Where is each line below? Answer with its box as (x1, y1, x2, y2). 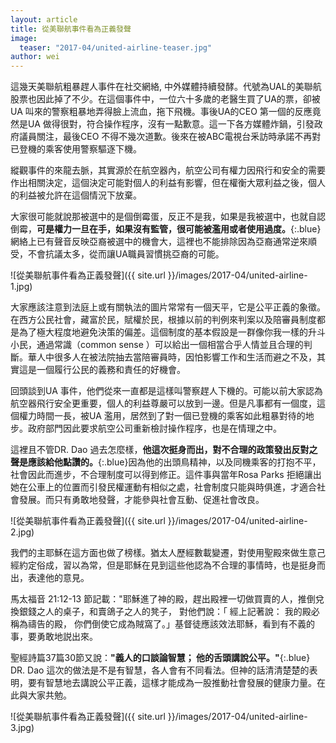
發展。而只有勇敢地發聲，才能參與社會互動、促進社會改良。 (18, 494, 265, 506)
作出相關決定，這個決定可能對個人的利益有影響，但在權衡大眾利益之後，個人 (10, 177, 326, 189)
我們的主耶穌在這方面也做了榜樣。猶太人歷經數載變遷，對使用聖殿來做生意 (10, 547, 317, 559)
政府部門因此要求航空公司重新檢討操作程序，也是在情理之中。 (27, 422, 282, 435)
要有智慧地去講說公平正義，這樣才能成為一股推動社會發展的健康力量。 (27, 677, 317, 689)
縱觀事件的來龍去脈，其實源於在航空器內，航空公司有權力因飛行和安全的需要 (10, 164, 326, 176)
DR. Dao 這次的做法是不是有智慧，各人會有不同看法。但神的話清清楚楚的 (10, 664, 310, 676)
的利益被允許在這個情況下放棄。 (10, 189, 142, 201)
